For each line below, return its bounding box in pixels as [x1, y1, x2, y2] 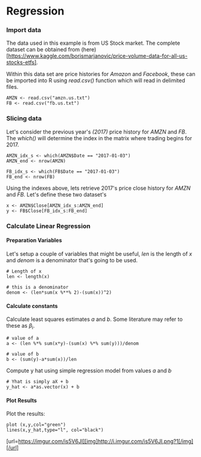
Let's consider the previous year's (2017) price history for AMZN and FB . [6, 128, 187, 135]
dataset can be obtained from [6, 46, 80, 53]
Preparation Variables [6, 237, 62, 244]
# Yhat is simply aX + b [6, 378, 69, 384]
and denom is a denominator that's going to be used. [6, 256, 138, 264]
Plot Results [6, 397, 37, 404]
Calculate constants [6, 302, 59, 310]
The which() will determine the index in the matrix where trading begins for [6, 134, 192, 141]
